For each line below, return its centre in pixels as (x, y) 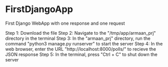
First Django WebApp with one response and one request (65, 23)
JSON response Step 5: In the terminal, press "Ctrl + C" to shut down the (81, 54)
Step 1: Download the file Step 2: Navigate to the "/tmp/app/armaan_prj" (81, 33)
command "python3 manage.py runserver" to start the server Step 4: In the (84, 43)
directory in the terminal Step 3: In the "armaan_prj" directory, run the (78, 38)
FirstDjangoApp (39, 9)
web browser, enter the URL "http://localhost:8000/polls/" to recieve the (81, 49)
